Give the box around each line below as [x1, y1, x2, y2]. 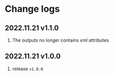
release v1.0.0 [12, 65, 43, 72]
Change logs [5, 3, 60, 15]
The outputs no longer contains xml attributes [12, 37, 109, 43]
